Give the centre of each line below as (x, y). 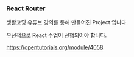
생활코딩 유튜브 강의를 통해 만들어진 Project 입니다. (67, 22)
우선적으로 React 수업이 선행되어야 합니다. (57, 35)
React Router (26, 8)
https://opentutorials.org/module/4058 (55, 47)
